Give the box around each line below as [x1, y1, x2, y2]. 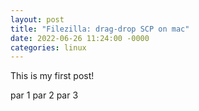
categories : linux [10, 42, 87, 53]
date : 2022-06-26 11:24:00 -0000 [10, 33, 150, 43]
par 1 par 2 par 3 [10, 89, 79, 101]
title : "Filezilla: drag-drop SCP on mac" [10, 24, 190, 34]
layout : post [10, 14, 65, 25]
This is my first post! [10, 70, 95, 82]
